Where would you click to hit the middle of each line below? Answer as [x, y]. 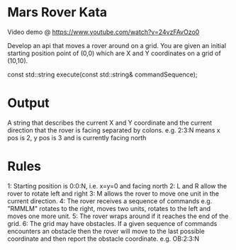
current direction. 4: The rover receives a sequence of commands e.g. [110, 201]
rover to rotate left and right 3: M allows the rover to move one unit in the [113, 193]
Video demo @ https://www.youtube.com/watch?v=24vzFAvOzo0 [103, 32]
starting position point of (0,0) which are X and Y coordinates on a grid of [114, 53]
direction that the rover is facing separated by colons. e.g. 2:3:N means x [114, 130]
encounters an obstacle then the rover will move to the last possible [106, 231]
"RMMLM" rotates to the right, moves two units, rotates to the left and [109, 208]
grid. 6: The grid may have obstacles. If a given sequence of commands [112, 223]
